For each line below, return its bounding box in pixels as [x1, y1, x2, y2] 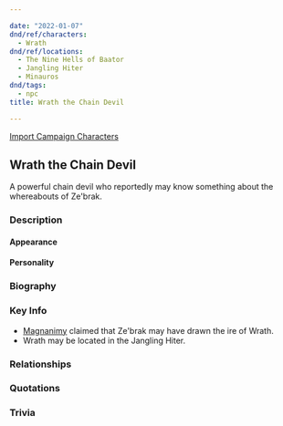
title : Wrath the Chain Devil [9, 98, 125, 107]
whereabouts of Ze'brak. [9, 191, 103, 202]
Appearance [9, 236, 58, 247]
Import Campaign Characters [9, 130, 119, 141]
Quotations [9, 382, 61, 395]
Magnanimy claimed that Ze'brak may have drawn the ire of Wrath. [22, 325, 274, 336]
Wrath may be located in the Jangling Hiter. [22, 335, 186, 346]
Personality [9, 257, 55, 268]
